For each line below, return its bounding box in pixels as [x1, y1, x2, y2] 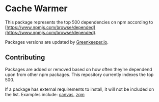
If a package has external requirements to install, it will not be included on [5, 86, 155, 92]
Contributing [5, 53, 45, 62]
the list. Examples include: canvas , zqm [5, 91, 85, 97]
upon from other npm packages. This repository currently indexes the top [5, 72, 154, 77]
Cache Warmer [5, 3, 68, 14]
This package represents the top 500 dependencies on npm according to [5, 19, 153, 25]
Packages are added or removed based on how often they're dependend [5, 66, 152, 72]
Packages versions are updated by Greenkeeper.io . [5, 39, 109, 45]
